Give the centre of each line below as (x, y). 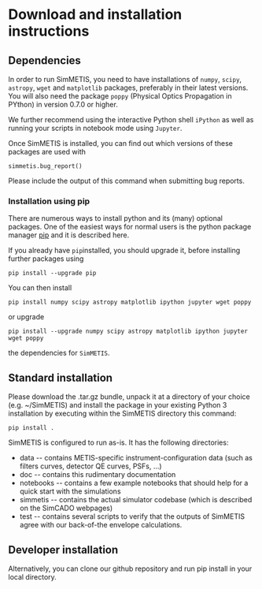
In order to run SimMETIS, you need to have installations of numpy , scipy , (125, 79)
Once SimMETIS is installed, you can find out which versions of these (121, 143)
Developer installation (63, 550)
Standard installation (60, 377)
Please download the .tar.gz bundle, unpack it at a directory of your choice (129, 397)
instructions (49, 31)
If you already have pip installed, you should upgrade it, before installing (124, 251)
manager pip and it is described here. (69, 235)
